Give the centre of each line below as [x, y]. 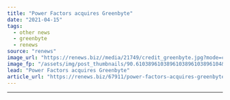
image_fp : [21, 64]
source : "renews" [32, 52]
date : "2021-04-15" [35, 20]
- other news [32, 32]
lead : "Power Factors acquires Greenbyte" [68, 70]
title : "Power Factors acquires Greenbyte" [70, 13]
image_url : [23, 58]
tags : [15, 26]
